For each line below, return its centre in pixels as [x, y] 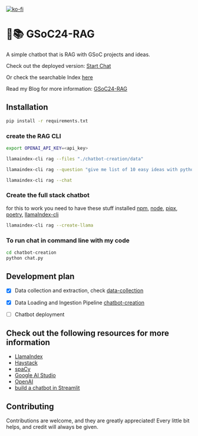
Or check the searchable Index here [49, 77]
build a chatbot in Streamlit [47, 388]
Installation [27, 107]
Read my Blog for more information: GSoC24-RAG [67, 88]
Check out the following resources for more [88, 333]
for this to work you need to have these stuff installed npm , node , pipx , [92, 208]
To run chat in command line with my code [68, 240]
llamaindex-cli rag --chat [39, 180]
